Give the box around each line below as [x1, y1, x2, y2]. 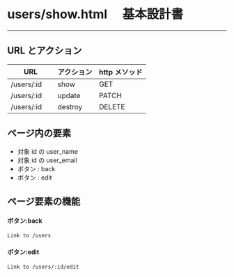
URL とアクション [7, 45, 82, 56]
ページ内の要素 [7, 127, 72, 139]
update [57, 90, 81, 100]
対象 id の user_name [17, 147, 79, 155]
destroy [57, 102, 83, 111]
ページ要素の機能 [7, 196, 81, 207]
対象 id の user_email [17, 156, 78, 164]
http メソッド [98, 67, 143, 77]
